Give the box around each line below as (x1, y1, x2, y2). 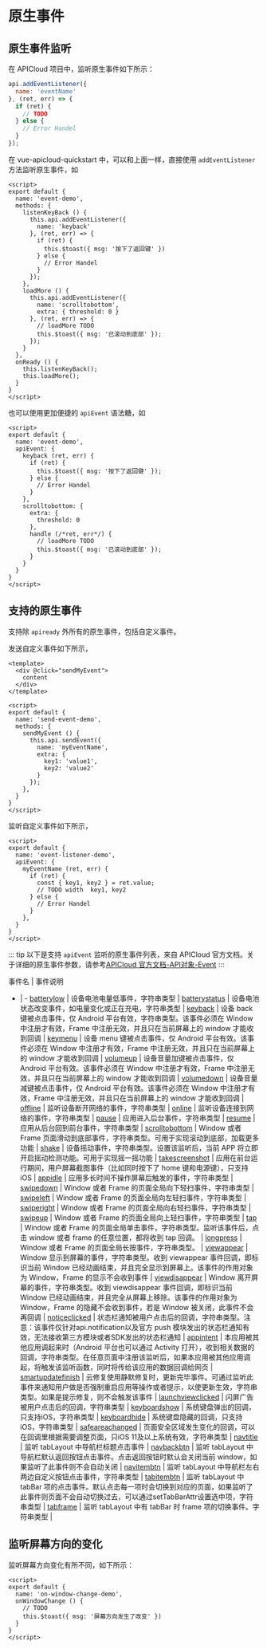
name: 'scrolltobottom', (37, 301, 120, 309)
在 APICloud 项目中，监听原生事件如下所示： (8, 65, 155, 73)
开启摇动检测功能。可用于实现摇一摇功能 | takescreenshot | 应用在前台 (19, 1153, 251, 1163)
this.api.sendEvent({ (29, 736, 102, 744)
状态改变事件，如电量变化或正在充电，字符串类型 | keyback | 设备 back (19, 1003, 253, 1013)
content (22, 673, 48, 682)
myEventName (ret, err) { (22, 864, 109, 873)
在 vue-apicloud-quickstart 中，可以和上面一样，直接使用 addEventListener (8, 155, 256, 164)
